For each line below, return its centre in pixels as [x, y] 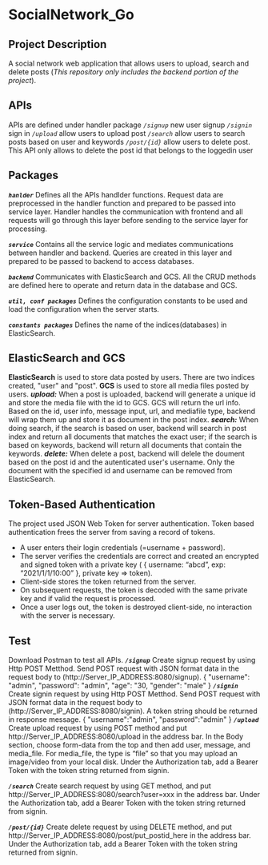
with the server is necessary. [68, 616]
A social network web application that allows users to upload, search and [129, 63]
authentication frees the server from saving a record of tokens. [112, 532]
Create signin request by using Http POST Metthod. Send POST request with [134, 694]
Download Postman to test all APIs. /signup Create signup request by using [132, 660]
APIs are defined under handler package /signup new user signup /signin [130, 125]
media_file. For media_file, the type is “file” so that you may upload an [123, 754]
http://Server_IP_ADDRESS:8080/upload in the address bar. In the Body [126, 736]
